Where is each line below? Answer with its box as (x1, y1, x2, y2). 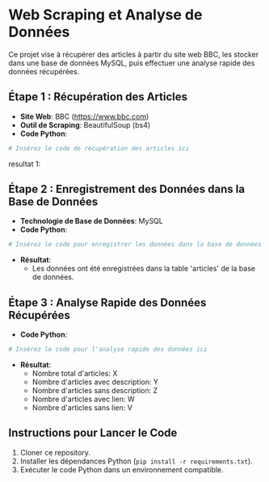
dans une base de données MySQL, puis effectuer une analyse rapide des (8, 58, 255, 68)
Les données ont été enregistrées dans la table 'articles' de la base (32, 264, 256, 274)
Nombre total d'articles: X (32, 369, 118, 378)
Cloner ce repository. (19, 447, 91, 457)
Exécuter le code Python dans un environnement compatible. (19, 464, 224, 474)
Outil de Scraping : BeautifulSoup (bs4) (19, 119, 151, 130)
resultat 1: (8, 159, 41, 169)
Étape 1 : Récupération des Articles (8, 90, 188, 104)
